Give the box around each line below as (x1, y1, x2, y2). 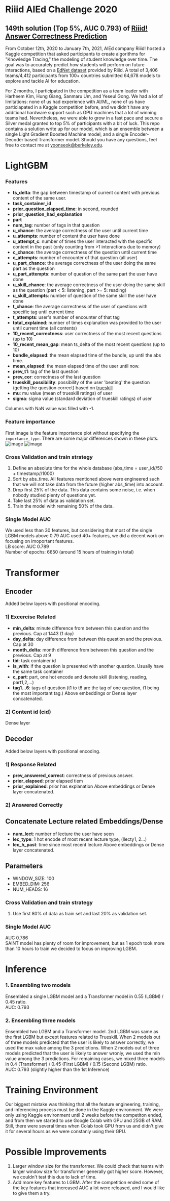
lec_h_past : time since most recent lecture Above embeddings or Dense (12, 841, 164, 847)
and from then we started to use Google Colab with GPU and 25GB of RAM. (5, 1117, 163, 1123)
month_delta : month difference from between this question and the (12, 646, 154, 653)
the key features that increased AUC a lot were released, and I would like (12, 1185, 165, 1191)
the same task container (12, 668, 63, 674)
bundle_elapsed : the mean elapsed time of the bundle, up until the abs (12, 352, 161, 358)
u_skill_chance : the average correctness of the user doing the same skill (12, 282, 165, 288)
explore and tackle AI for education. (5, 78, 80, 84)
